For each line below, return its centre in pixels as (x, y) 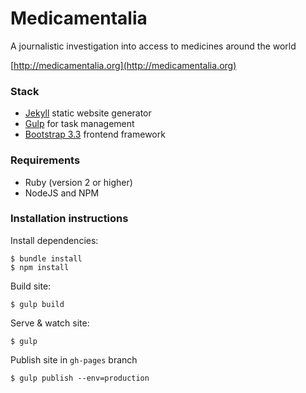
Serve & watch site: (50, 323)
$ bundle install (46, 258)
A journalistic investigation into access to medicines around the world (153, 46)
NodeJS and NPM (62, 193)
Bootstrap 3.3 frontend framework (95, 134)
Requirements (45, 160)
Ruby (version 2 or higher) (78, 182)
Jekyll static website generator (88, 113)
